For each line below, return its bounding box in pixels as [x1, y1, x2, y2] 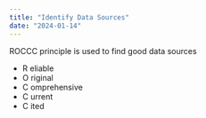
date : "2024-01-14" [9, 21, 82, 30]
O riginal [21, 72, 54, 83]
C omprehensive [21, 82, 83, 92]
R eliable [21, 63, 54, 74]
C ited [21, 100, 45, 111]
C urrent [21, 90, 54, 102]
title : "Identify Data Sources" [9, 12, 129, 22]
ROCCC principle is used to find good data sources [9, 45, 198, 56]
